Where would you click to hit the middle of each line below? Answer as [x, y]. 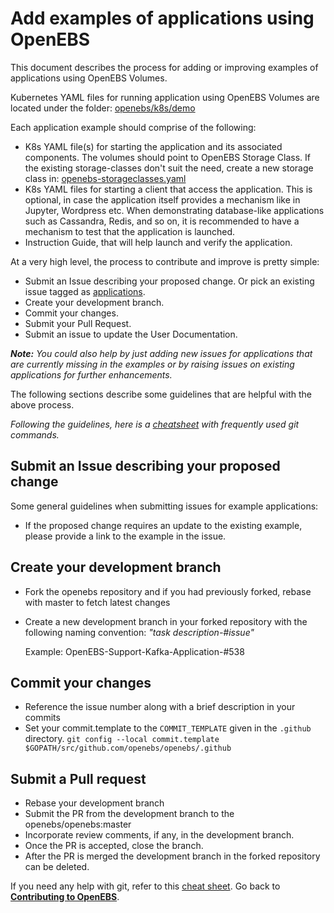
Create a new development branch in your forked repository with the [166, 621]
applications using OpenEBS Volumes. [89, 78]
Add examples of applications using [162, 18]
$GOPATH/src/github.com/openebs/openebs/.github [128, 748]
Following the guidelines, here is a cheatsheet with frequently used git [155, 424]
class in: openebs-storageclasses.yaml [105, 178]
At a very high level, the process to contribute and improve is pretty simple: [165, 261]
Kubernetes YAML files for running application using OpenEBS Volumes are [165, 97]
